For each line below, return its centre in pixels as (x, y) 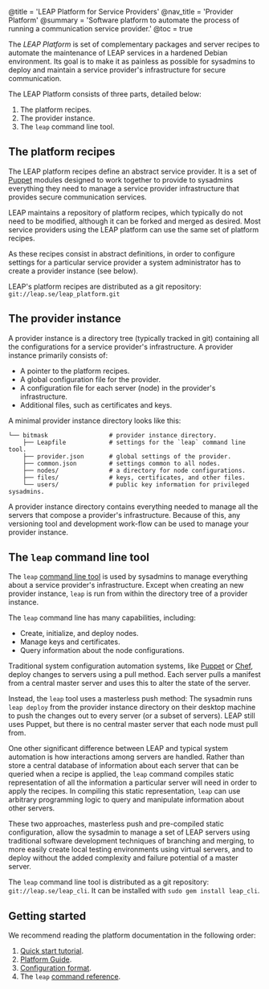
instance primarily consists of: (58, 355)
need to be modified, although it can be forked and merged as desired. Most (134, 221)
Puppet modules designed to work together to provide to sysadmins (121, 179)
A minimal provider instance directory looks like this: (95, 421)
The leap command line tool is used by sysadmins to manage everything (128, 577)
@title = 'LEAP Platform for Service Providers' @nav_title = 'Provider (121, 12)
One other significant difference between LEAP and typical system (118, 749)
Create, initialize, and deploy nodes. (79, 634)
